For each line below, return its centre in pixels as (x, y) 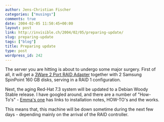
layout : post (18, 28)
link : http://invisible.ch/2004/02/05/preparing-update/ (64, 32)
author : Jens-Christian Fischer (38, 10)
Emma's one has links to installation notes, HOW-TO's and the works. (90, 100)
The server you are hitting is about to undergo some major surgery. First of (80, 69)
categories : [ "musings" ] (30, 14)
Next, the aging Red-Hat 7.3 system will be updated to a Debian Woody (77, 90)
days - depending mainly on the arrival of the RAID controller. (67, 115)
